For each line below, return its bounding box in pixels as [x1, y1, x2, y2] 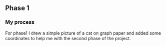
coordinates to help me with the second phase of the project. [5, 35, 131, 41]
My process [5, 19, 35, 26]
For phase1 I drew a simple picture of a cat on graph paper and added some [5, 30, 161, 36]
